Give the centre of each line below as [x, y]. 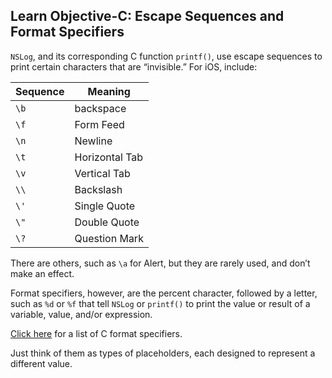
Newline [93, 141]
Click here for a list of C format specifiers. [96, 333]
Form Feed [99, 124]
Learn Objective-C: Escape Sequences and [147, 16]
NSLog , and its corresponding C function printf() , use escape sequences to [166, 56]
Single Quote [105, 206]
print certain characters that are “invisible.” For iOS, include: [134, 66]
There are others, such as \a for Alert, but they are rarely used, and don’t [160, 263]
